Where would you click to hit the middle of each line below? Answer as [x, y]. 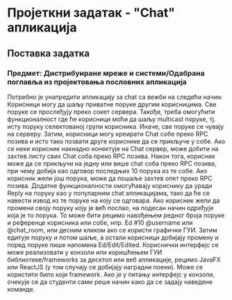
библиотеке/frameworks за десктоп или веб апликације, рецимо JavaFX [114, 260]
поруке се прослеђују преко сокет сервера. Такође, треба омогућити [111, 111]
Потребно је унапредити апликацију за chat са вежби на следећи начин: [115, 97]
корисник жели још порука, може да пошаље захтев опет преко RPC [110, 178]
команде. [21, 289]
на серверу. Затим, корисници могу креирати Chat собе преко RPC [108, 134]
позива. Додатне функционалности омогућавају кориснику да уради [110, 185]
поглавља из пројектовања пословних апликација [97, 81]
